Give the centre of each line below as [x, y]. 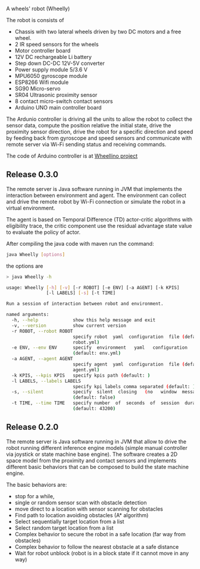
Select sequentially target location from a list [69, 521]
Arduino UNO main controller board [58, 107]
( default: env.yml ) [96, 354]
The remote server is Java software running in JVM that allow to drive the [96, 441]
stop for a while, [35, 496]
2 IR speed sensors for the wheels [57, 44]
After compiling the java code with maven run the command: [80, 243]
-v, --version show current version [69, 326]
